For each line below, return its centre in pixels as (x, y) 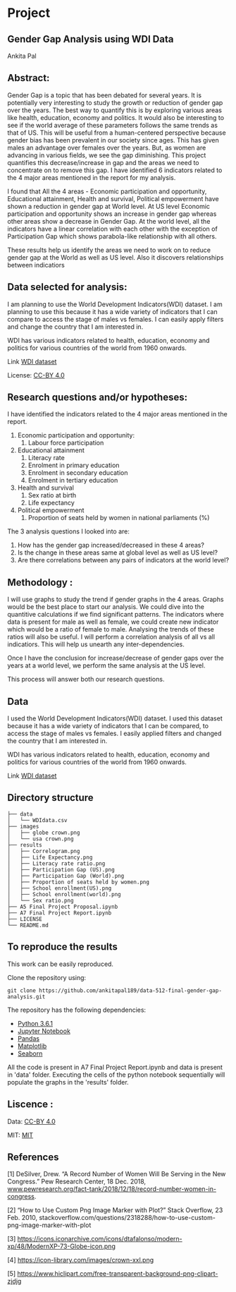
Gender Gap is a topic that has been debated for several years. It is (105, 95)
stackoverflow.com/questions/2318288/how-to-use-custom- (127, 1218)
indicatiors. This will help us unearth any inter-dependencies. (96, 644)
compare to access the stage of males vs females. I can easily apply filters (116, 319)
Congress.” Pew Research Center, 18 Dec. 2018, (77, 1182)
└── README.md (28, 925)
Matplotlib (32, 1046)
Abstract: (29, 78)
